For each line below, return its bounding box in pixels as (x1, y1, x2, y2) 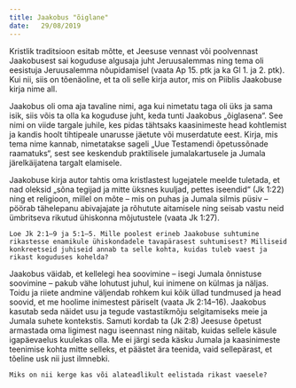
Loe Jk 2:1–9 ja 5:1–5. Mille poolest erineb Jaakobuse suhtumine (9, 229, 260, 238)
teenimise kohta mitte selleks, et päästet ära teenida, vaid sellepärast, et (9, 344, 273, 354)
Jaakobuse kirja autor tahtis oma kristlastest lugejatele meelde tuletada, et (9, 174, 281, 185)
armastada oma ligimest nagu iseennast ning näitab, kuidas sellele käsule (9, 325, 277, 336)
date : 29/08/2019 (9, 21, 82, 30)
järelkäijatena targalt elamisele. (9, 157, 122, 168)
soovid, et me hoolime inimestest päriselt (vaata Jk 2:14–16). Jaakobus (9, 297, 267, 307)
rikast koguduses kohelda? (9, 252, 109, 262)
